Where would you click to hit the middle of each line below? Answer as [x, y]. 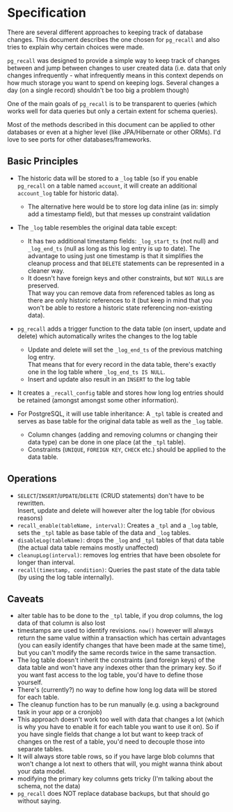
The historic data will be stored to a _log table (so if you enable [107, 178]
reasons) [30, 518]
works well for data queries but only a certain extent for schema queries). [112, 111]
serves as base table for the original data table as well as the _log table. [120, 421]
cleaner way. [46, 271]
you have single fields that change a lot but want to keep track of [110, 735]
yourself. [30, 682]
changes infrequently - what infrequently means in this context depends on [115, 75]
